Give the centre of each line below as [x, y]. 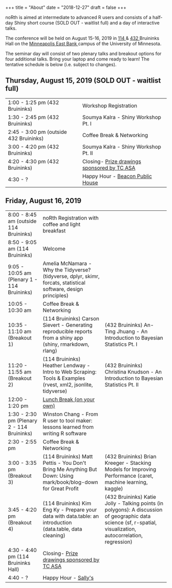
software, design [63, 289]
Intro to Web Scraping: [70, 371]
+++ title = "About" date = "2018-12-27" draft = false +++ [66, 7]
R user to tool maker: [68, 420]
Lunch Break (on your [69, 399]
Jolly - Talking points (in [134, 503]
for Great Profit [61, 488]
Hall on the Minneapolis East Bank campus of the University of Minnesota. [83, 44]
